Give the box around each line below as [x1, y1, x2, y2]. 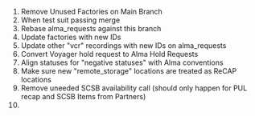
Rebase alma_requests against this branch [20, 24, 162, 33]
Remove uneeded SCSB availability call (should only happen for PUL [20, 83, 248, 93]
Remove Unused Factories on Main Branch [20, 7, 163, 16]
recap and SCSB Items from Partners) [20, 92, 146, 101]
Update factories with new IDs [20, 32, 121, 42]
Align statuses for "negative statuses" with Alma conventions [20, 58, 224, 67]
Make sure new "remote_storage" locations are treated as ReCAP [20, 66, 237, 75]
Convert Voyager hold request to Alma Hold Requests [20, 50, 199, 58]
